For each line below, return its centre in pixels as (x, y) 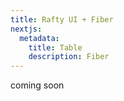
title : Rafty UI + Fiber (62, 19)
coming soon (37, 85)
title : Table (55, 47)
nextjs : (26, 29)
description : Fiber (69, 57)
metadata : (39, 38)
